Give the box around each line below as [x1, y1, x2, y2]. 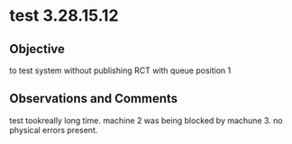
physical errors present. [9, 124, 98, 135]
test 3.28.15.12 [9, 5, 119, 26]
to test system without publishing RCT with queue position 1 [9, 65, 232, 76]
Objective [9, 41, 66, 57]
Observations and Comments [9, 91, 178, 106]
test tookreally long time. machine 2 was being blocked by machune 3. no [9, 114, 283, 126]
